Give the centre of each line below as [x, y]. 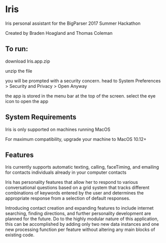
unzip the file [19, 71]
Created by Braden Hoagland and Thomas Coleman [59, 33]
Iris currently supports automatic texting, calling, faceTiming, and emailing [82, 167]
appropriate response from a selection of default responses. [68, 199]
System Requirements [41, 117]
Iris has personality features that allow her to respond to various [72, 182]
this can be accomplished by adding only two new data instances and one [82, 224]
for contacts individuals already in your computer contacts [66, 172]
